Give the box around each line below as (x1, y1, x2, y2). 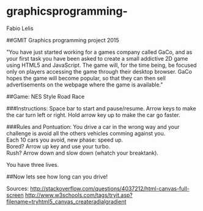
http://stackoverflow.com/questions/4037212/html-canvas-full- (30, 185, 190, 192)
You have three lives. (6, 161, 59, 168)
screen (6, 191, 24, 199)
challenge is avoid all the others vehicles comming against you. (6, 129, 166, 137)
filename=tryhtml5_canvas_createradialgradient (6, 198, 127, 205)
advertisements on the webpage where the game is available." (6, 81, 163, 88)
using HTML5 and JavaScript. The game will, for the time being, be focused (6, 61, 197, 69)
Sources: (6, 185, 29, 192)
